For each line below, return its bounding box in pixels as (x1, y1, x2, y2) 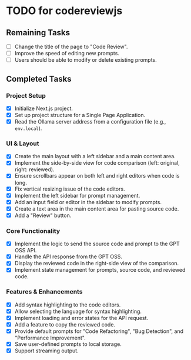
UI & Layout (6, 139, 39, 148)
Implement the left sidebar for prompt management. (14, 192, 140, 199)
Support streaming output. (14, 347, 79, 354)
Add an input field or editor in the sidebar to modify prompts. (14, 198, 162, 205)
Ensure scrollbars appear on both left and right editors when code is (14, 172, 180, 179)
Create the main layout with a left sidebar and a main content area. (14, 153, 176, 160)
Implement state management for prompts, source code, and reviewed (14, 266, 186, 274)
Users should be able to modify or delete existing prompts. (14, 56, 157, 64)
